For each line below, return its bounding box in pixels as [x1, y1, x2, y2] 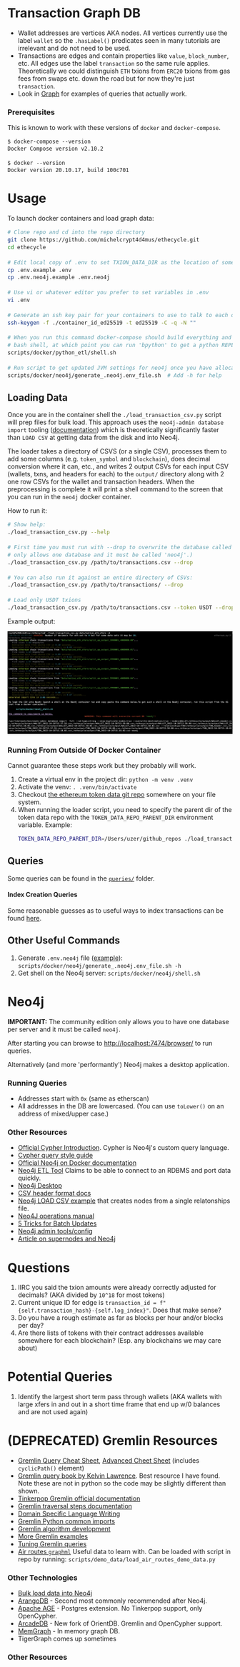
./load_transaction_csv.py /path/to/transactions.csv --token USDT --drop [7, 604, 235, 611]
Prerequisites [7, 107, 55, 117]
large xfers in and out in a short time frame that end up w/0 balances [17, 1400, 221, 1408]
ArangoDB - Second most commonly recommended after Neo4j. [17, 1596, 207, 1605]
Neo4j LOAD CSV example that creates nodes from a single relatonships [17, 1196, 231, 1205]
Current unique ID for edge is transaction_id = [17, 1298, 157, 1307]
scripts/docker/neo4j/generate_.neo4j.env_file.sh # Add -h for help [7, 371, 222, 379]
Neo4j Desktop [17, 1181, 63, 1190]
